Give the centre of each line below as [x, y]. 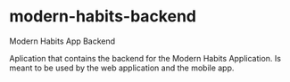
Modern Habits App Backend [62, 41]
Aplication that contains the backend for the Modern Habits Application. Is [145, 58]
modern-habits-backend [103, 16]
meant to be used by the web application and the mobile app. [122, 68]
